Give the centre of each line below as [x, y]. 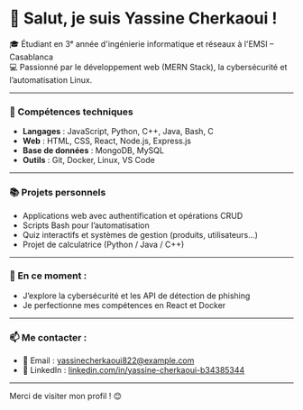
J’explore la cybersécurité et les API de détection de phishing [136, 296]
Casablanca [32, 57]
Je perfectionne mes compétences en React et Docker [124, 305]
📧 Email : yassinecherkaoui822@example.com [108, 360]
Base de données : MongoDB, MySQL [93, 150]
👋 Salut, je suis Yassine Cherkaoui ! [143, 18]
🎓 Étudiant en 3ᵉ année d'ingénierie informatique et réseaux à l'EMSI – [142, 43]
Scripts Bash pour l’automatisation [86, 225]
